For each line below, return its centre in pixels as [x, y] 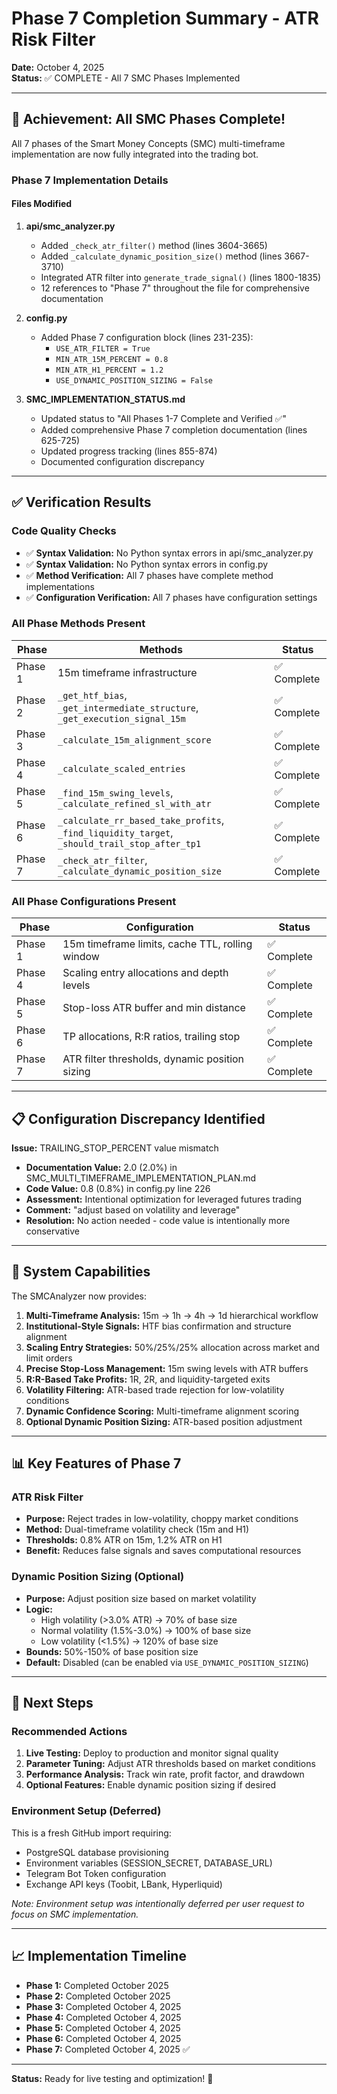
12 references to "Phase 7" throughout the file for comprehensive [175, 288]
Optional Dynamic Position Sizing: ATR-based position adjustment [164, 1421]
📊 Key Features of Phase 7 [96, 1463]
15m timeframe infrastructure [127, 672]
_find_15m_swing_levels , [115, 792]
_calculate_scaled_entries [121, 768]
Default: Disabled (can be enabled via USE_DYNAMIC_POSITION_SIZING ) [167, 1662]
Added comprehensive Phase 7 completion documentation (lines [174, 429]
